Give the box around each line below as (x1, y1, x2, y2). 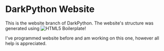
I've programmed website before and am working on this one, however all (5, 35, 159, 41)
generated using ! (5, 25, 86, 31)
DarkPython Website (5, 3, 95, 15)
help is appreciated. (5, 40, 47, 46)
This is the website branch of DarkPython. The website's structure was (5, 20, 154, 26)
